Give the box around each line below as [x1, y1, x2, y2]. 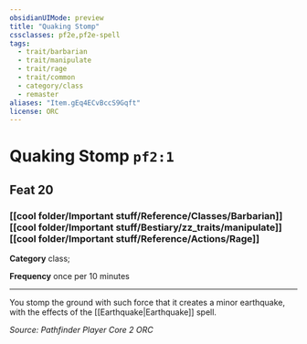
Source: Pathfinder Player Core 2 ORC [9, 325, 153, 336]
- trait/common [17, 73, 76, 82]
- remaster [17, 89, 59, 99]
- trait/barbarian [17, 47, 89, 57]
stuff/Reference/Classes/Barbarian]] [115, 209, 283, 222]
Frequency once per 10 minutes [9, 271, 130, 282]
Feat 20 [9, 182, 54, 197]
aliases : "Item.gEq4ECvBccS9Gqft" [9, 98, 142, 108]
